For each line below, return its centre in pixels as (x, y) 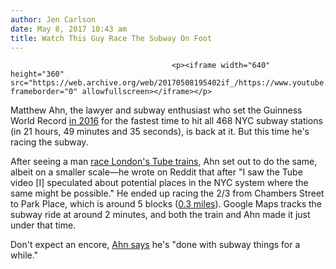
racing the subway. (49, 142)
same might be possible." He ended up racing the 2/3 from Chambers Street (167, 193)
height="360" (37, 74)
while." (24, 255)
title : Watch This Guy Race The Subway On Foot (111, 38)
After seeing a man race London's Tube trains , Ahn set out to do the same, (164, 162)
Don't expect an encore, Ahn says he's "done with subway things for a (155, 245)
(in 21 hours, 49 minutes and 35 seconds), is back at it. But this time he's (160, 132)
